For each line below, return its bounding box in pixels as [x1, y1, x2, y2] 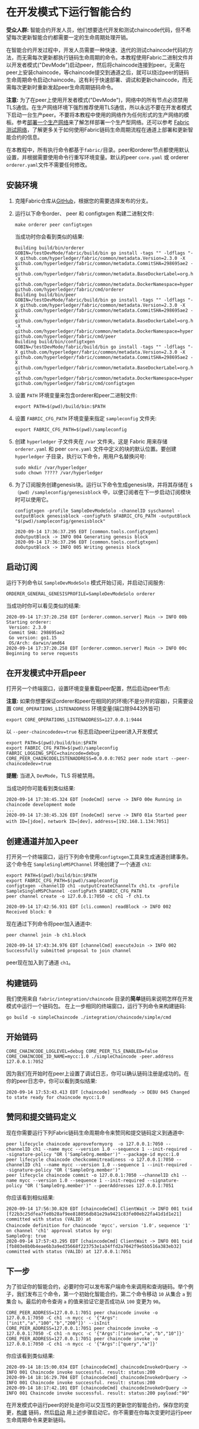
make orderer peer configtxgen [14, 222, 93, 228]
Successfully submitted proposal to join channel [6, 948, 132, 954]
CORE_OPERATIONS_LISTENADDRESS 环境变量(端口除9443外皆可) [12, 705, 161, 712]
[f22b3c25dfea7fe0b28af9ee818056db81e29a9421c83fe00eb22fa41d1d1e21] [6, 1211, 182, 1217]
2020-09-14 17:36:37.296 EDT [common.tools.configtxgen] [14, 539, 159, 545]
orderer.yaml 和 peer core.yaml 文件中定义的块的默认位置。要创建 [14, 445, 177, 452]
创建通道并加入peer [6, 836, 78, 846]
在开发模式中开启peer [6, 668, 86, 678]
